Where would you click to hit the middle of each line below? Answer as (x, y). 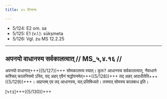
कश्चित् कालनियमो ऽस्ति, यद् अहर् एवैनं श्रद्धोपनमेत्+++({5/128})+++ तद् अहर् (69, 76)
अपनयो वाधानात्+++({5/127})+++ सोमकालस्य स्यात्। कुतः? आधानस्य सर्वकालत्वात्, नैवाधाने (81, 71)
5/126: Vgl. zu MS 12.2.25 (38, 39)
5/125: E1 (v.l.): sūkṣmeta (38, 33)
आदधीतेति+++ (146, 76)
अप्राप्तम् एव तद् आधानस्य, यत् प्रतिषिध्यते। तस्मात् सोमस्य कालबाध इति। (92, 82)
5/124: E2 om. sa (29, 28)
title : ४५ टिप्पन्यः (21, 10)
